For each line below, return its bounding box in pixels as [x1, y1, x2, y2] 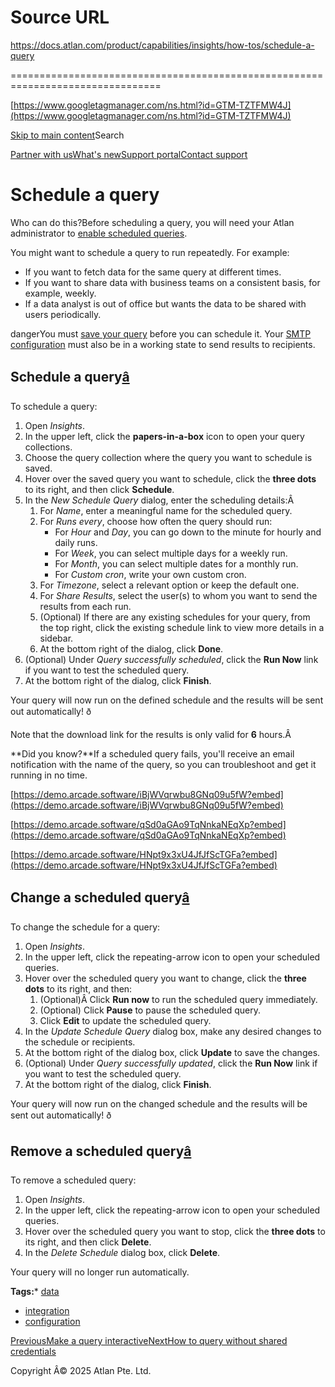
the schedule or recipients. [24, 1036, 136, 1048]
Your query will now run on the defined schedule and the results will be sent [10, 694, 324, 706]
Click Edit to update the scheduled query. [39, 1014, 212, 1026]
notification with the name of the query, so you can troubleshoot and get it [10, 758, 317, 770]
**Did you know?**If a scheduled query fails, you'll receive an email [10, 747, 295, 760]
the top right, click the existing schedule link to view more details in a [39, 621, 325, 633]
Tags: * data [10, 1286, 60, 1298]
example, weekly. [24, 287, 97, 299]
